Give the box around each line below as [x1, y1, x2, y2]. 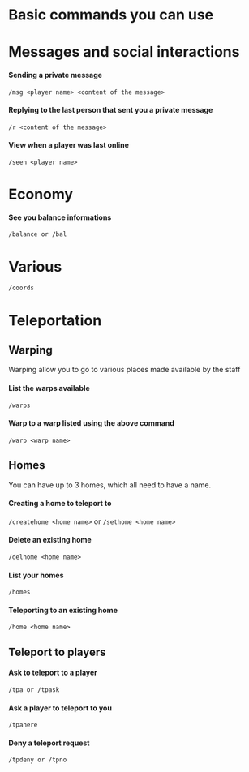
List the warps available [8, 383, 91, 392]
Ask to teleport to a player [8, 667, 97, 678]
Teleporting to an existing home [8, 605, 118, 615]
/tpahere [8, 721, 38, 729]
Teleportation [8, 311, 102, 329]
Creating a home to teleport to [8, 499, 112, 508]
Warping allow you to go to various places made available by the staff [8, 365, 241, 375]
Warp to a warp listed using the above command [8, 418, 174, 428]
